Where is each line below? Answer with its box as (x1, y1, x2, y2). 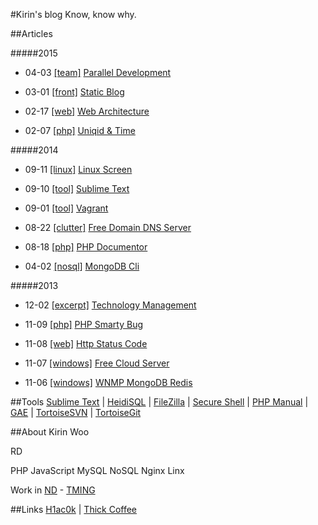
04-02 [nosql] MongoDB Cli (24, 260, 140, 272)
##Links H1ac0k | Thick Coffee (10, 504, 138, 515)
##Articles (10, 28, 53, 39)
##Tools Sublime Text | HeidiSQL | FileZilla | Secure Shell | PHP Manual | (10, 396, 309, 408)
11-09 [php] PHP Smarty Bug (24, 319, 144, 330)
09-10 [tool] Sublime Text (24, 183, 130, 194)
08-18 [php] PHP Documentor (24, 241, 148, 253)
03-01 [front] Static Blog (24, 86, 125, 98)
